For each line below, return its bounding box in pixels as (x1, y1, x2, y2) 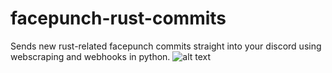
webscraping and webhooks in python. (10, 50, 171, 62)
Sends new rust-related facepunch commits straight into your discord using (10, 40, 322, 52)
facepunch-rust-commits (10, 7, 227, 30)
